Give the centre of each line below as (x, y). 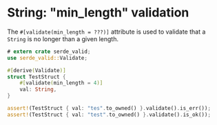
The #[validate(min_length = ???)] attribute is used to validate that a (106, 32)
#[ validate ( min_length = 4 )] (61, 83)
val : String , (38, 90)
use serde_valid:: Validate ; (48, 58)
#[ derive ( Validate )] (37, 70)
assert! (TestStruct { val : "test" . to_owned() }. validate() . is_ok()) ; (109, 115)
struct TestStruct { (37, 77)
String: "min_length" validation (98, 13)
